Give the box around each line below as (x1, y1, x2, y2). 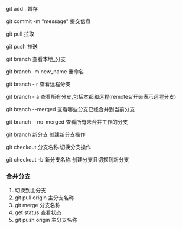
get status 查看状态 (14, 209, 62, 216)
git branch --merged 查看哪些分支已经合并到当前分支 (6, 106, 135, 112)
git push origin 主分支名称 (14, 217, 78, 224)
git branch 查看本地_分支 (6, 56, 66, 62)
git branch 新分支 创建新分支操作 (6, 131, 86, 138)
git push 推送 (6, 43, 38, 50)
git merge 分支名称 (14, 202, 61, 209)
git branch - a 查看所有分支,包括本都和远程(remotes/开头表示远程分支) (6, 93, 177, 100)
